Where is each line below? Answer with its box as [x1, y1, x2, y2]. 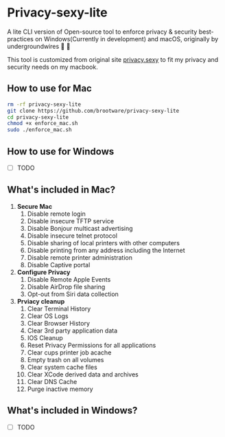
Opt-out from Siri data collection [27, 290, 119, 298]
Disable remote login [27, 210, 86, 218]
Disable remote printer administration [27, 253, 132, 262]
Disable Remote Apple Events [27, 275, 111, 283]
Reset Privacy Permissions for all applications [27, 341, 156, 349]
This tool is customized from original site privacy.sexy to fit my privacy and [7, 55, 219, 63]
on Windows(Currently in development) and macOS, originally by [35, 34, 219, 43]
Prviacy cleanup [16, 297, 65, 305]
